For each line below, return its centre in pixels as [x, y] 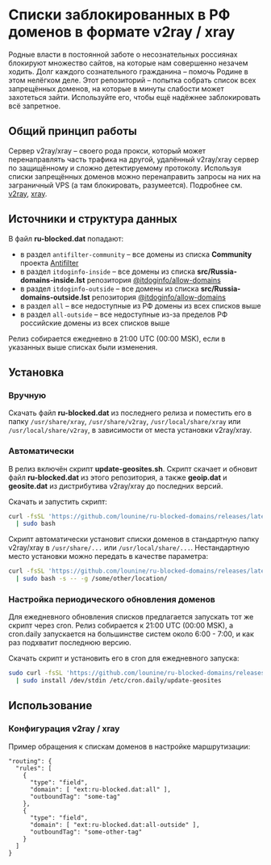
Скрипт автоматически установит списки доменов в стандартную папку [134, 540]
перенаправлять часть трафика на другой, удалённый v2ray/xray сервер [134, 159]
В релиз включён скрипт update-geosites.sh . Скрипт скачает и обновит [133, 468]
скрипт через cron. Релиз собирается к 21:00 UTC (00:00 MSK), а [121, 626]
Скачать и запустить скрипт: [58, 502]
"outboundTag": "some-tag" [75, 796]
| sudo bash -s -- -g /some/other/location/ [92, 579]
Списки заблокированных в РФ [119, 15]
